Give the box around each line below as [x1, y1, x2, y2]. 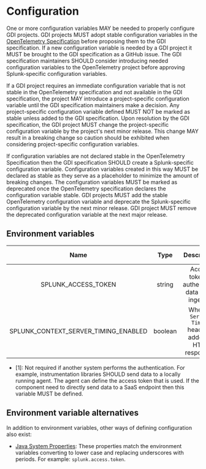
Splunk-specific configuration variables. [6, 70, 107, 77]
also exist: [6, 430, 32, 438]
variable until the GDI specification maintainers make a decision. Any [6, 101, 180, 108]
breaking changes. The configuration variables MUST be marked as [6, 178, 178, 186]
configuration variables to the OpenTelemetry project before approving [6, 63, 185, 71]
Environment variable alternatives [6, 408, 139, 418]
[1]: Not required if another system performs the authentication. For [15, 364, 185, 371]
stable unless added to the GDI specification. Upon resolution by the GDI [6, 114, 190, 122]
